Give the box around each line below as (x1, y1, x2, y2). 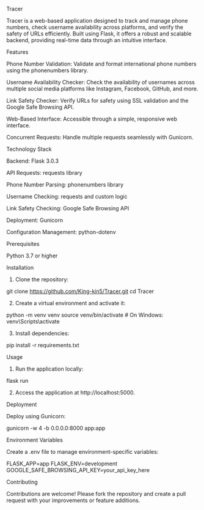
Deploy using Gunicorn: (6, 413, 66, 419)
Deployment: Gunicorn (6, 216, 64, 224)
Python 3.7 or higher (6, 252, 58, 259)
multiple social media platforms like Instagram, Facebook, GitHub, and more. (6, 85, 199, 92)
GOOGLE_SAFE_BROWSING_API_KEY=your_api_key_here (6, 467, 150, 473)
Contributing (6, 478, 38, 486)
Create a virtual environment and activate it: (15, 300, 126, 306)
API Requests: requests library (6, 169, 82, 176)
